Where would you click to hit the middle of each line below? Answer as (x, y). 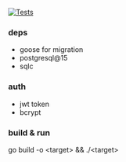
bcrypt (30, 112)
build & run (29, 132)
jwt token (34, 104)
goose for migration (51, 50)
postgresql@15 (43, 58)
